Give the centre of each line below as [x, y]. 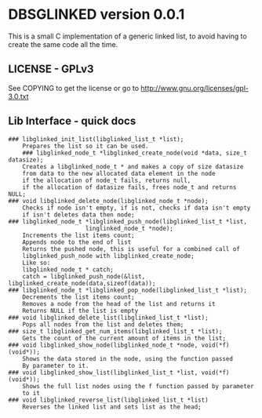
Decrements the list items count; [78, 297]
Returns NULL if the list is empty [80, 311]
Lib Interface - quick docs [72, 121]
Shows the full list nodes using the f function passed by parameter [138, 386]
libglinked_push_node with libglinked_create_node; [108, 256]
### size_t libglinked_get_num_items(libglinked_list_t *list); [115, 331]
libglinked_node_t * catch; [68, 269]
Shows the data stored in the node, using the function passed [128, 358]
